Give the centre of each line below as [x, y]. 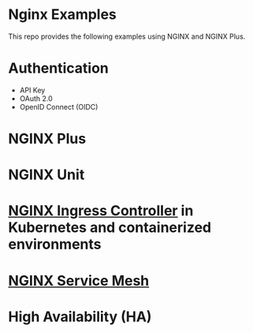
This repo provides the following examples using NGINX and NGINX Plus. [127, 36]
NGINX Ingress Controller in [101, 211]
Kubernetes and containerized [110, 228]
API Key [32, 90]
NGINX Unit [47, 175]
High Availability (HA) [80, 316]
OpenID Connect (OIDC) [59, 107]
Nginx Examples [62, 15]
